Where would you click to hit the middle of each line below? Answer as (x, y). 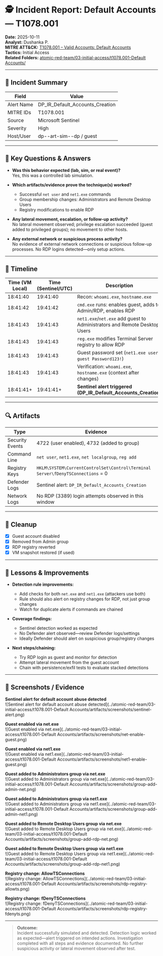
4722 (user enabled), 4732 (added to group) (88, 443)
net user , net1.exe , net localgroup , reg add (87, 457)
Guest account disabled (36, 536)
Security (17, 440)
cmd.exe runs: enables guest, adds (116, 305)
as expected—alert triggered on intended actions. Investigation (80, 938)
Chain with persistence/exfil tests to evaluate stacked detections (84, 668)
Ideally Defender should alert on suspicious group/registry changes (87, 639)
